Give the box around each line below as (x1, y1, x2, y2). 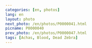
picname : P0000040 (5, 26, 44, 31)
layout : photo (5, 16, 35, 21)
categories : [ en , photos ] (5, 7, 60, 12)
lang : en (5, 12, 24, 17)
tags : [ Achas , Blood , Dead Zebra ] (5, 35, 78, 40)
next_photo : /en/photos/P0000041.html (5, 21, 87, 26)
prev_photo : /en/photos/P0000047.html (5, 30, 87, 35)
